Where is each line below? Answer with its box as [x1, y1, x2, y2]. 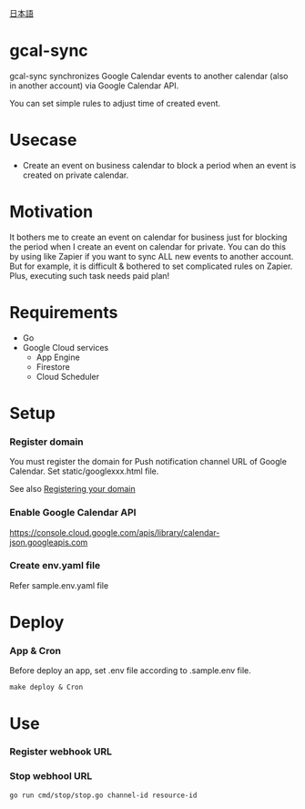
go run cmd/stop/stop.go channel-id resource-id [9, 791, 198, 800]
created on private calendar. [22, 169, 129, 180]
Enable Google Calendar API [9, 507, 137, 519]
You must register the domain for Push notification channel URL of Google [9, 456, 287, 467]
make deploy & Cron [9, 682, 84, 692]
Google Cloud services [22, 342, 109, 353]
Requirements [9, 302, 118, 323]
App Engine [36, 352, 80, 363]
